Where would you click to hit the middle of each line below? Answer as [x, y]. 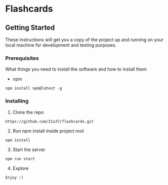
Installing [17, 101]
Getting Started [30, 28]
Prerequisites [22, 58]
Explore [20, 168]
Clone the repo [28, 112]
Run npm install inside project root [48, 131]
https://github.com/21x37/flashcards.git [50, 121]
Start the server [29, 150]
